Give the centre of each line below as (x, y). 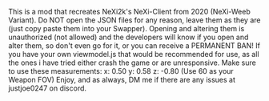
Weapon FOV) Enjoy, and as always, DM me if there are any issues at (122, 80)
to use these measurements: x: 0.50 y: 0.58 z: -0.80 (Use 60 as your (121, 71)
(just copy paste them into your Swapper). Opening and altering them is (126, 28)
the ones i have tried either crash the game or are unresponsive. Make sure (132, 63)
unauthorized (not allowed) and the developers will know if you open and (128, 37)
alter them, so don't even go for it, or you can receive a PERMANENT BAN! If (134, 46)
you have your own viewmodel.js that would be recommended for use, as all (134, 54)
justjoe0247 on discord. (47, 88)
